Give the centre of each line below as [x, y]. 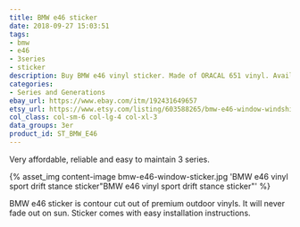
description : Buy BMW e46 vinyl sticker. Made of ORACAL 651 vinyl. [139, 76]
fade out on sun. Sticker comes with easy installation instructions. [130, 213]
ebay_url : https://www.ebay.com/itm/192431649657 [104, 101]
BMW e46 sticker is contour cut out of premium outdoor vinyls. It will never [147, 203]
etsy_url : [28, 109]
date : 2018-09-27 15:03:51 [59, 26]
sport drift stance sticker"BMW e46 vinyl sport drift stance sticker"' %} [140, 186]
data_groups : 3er [42, 126]
